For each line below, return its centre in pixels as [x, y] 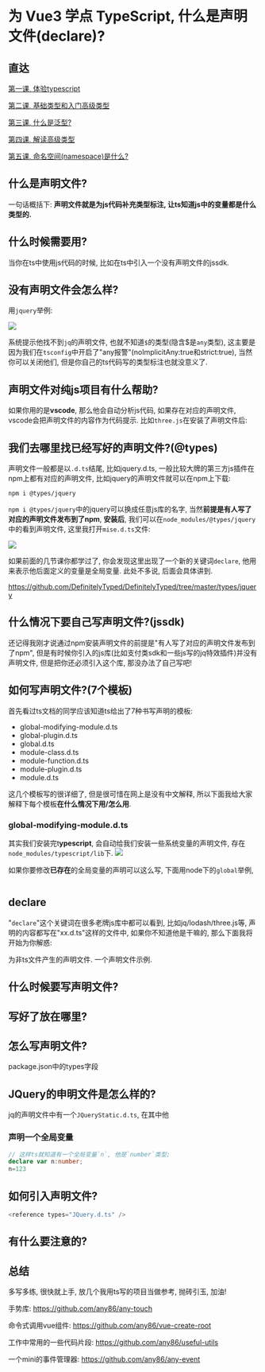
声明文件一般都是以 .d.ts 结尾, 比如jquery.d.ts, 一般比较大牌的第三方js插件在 [132, 468]
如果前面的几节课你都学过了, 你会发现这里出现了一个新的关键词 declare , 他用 [132, 561]
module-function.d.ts [54, 760]
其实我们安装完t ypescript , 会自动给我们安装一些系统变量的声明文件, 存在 [127, 843]
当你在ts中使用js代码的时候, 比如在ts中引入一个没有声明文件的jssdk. [119, 262]
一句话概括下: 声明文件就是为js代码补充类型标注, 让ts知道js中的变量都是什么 [132, 204]
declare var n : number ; [46, 1162]
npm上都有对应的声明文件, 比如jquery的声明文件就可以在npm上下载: [119, 479]
